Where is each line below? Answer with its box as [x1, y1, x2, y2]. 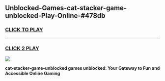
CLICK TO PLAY [5, 27, 43, 33]
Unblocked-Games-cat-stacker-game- [5, 4, 127, 12]
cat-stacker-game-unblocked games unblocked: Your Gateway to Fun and [5, 65, 160, 71]
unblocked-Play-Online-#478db [5, 12, 106, 20]
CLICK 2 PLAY [5, 45, 39, 52]
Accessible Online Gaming [5, 70, 60, 76]
